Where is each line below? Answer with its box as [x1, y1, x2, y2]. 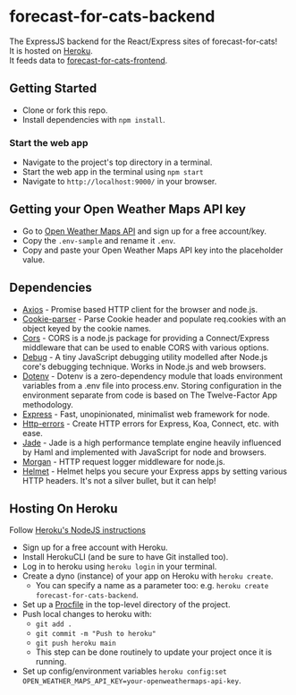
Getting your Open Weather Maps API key [9, 202, 247, 217]
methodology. [21, 399, 74, 409]
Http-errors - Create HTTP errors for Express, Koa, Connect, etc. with [21, 418, 279, 429]
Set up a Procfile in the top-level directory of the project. [21, 599, 231, 610]
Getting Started [9, 81, 97, 96]
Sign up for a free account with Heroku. [21, 542, 168, 553]
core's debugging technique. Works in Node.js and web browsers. [21, 361, 266, 372]
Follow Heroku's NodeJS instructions [9, 525, 146, 536]
